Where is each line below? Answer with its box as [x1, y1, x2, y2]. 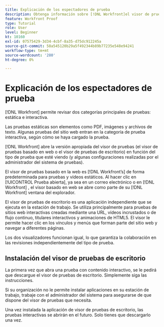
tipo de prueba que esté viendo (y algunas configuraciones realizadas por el [5, 154, 159, 160]
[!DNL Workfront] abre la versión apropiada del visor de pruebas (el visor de [5, 144, 158, 150]
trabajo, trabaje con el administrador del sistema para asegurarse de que [5, 292, 152, 298]
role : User [5, 25, 27, 30]
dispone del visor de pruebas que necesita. [5, 297, 92, 303]
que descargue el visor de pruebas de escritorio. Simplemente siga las [5, 272, 147, 278]
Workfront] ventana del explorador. [5, 189, 76, 196]
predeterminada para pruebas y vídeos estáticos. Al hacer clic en [5, 174, 137, 180]
